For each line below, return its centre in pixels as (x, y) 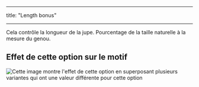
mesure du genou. (28, 38)
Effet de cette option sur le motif (67, 57)
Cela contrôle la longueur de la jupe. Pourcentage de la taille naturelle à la (96, 32)
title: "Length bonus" (31, 15)
